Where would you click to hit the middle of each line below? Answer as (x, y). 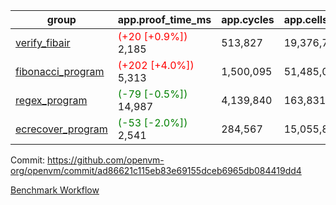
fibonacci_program (60, 71)
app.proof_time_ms (164, 19)
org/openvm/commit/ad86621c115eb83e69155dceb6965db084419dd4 (156, 170)
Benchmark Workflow (55, 190)
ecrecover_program (61, 129)
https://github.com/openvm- (106, 160)
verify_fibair (43, 42)
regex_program (51, 100)
